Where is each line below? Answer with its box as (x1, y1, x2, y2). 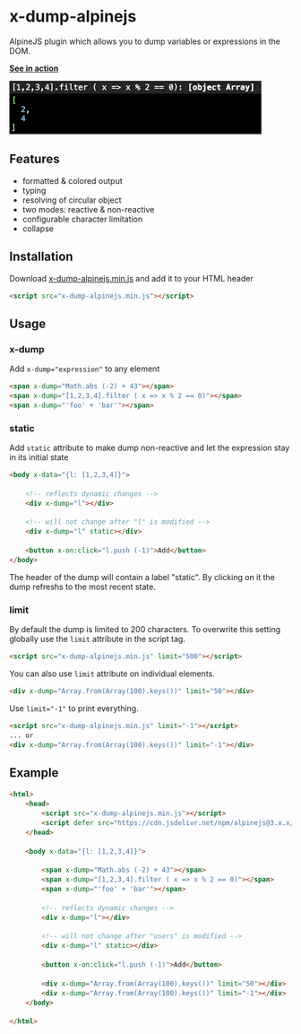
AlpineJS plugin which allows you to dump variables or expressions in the (9, 36, 280, 47)
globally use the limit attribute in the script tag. (9, 634, 186, 645)
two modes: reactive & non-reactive (21, 204, 155, 214)
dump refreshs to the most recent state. (9, 581, 157, 592)
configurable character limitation (21, 213, 143, 224)
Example (9, 765, 59, 780)
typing (21, 185, 47, 196)
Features (9, 152, 60, 167)
